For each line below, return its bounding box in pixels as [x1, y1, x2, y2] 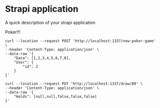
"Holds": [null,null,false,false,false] [14, 94, 97, 99]
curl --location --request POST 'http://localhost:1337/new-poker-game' [5, 38, 156, 43]
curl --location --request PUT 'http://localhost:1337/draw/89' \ [5, 81, 143, 86]
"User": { [14, 60, 34, 65]
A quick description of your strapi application [5, 20, 96, 25]
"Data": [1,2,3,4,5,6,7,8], [14, 55, 71, 61]
